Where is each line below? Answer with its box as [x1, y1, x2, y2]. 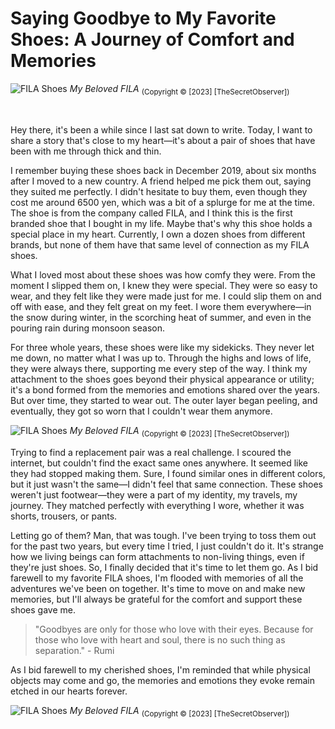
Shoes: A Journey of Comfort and [10, 28, 295, 51]
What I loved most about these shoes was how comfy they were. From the [10, 268, 316, 281]
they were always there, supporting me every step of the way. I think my [10, 362, 308, 374]
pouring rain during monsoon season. [10, 322, 165, 334]
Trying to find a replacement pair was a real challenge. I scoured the [10, 446, 292, 458]
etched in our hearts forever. [10, 685, 128, 697]
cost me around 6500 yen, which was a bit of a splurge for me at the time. [10, 196, 316, 208]
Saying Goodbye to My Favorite [10, 7, 277, 30]
